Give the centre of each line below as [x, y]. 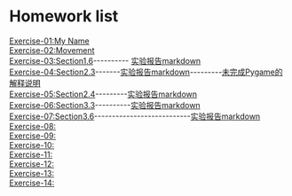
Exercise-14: [32, 183]
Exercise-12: [32, 164]
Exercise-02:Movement [52, 50]
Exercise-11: [31, 154]
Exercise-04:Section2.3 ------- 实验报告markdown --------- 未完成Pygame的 [146, 72]
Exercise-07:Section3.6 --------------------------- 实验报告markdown [135, 116]
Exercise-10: [32, 145]
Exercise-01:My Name [50, 41]
